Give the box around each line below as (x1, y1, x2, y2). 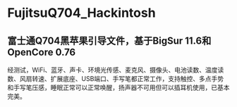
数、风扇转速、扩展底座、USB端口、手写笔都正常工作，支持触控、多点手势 (7, 75, 224, 82)
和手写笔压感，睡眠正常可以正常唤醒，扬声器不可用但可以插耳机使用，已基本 (7, 83, 230, 92)
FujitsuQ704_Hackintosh (7, 5, 157, 21)
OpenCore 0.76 (7, 46, 76, 58)
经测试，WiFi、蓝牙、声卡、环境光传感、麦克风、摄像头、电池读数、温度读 (7, 65, 224, 74)
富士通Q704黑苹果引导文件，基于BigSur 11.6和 (7, 34, 212, 46)
